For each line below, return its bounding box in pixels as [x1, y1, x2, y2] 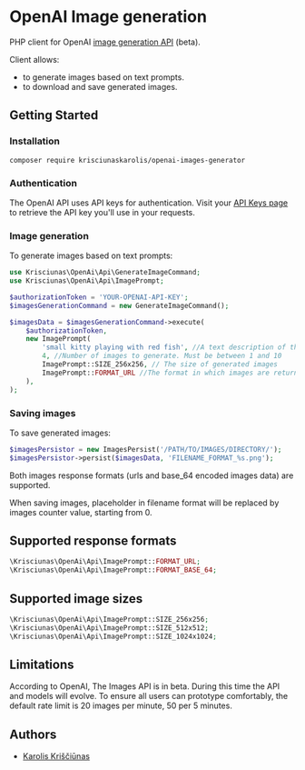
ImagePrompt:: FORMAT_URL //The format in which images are [42, 368, 271, 377]
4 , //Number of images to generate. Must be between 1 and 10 [42, 352, 282, 361]
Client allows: [9, 54, 60, 65]
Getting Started [9, 107, 99, 124]
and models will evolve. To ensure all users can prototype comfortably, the [9, 691, 289, 702]
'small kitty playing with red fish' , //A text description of [42, 343, 286, 352]
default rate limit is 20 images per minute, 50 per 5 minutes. [9, 700, 233, 711]
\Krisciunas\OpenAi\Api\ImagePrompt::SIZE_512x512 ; [9, 623, 209, 633]
